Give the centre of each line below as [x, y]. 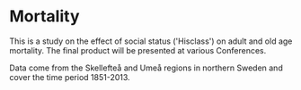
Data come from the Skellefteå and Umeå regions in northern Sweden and [146, 68]
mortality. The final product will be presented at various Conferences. [138, 50]
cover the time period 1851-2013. [70, 77]
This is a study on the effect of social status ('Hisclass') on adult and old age [151, 41]
